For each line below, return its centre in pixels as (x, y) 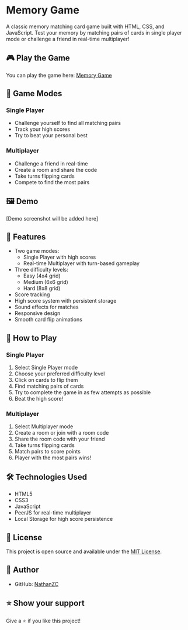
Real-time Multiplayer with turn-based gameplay (81, 263)
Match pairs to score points (47, 452)
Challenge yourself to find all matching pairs (68, 123)
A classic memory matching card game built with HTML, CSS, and (85, 26)
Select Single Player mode (46, 368)
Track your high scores (42, 129)
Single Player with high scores (60, 257)
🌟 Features (26, 237)
